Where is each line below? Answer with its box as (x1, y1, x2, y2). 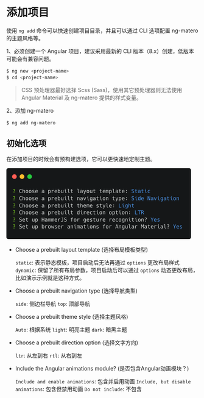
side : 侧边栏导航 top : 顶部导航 (15, 300, 90, 308)
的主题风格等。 (6, 34, 44, 41)
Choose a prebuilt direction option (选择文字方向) (15, 339, 138, 346)
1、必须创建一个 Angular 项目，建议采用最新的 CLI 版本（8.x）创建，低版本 (6, 47, 194, 55)
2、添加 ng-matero (6, 107, 54, 114)
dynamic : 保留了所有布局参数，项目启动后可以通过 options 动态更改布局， (15, 266, 199, 274)
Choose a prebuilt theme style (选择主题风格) (15, 313, 128, 321)
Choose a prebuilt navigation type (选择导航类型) (15, 287, 138, 294)
